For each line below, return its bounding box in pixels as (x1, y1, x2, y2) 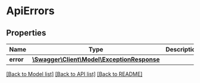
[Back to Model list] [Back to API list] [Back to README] (6, 71, 143, 78)
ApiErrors (6, 4, 55, 18)
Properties (6, 28, 46, 38)
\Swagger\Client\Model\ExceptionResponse (32, 55, 160, 63)
